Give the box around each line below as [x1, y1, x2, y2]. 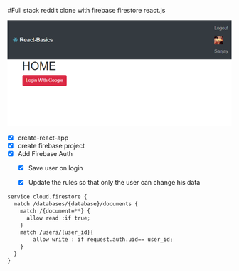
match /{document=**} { [20, 208, 91, 215]
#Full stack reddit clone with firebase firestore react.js [7, 6, 166, 14]
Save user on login [28, 164, 83, 173]
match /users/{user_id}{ [20, 229, 94, 236]
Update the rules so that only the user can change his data [28, 178, 201, 187]
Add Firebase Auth [17, 150, 73, 158]
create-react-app [17, 133, 69, 142]
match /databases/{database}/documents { [14, 200, 139, 208]
